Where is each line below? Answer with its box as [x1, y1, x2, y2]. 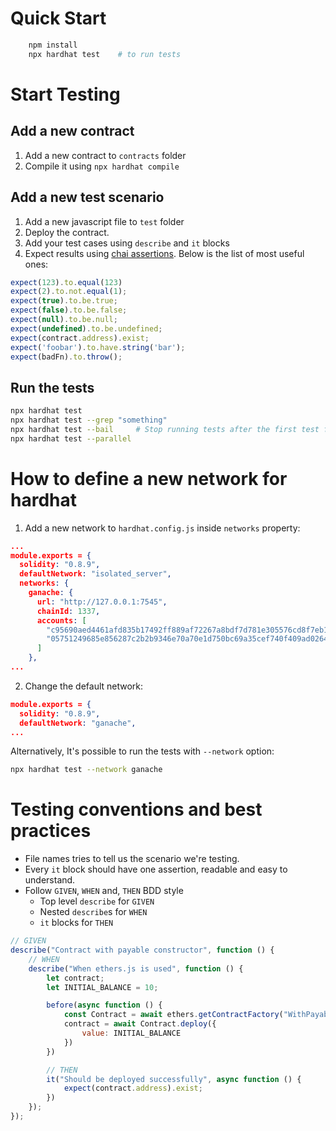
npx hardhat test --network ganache [10, 765, 163, 775]
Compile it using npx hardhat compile [24, 160, 180, 172]
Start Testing [10, 83, 121, 106]
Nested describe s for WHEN [39, 906, 148, 918]
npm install [28, 40, 78, 50]
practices [10, 820, 92, 842]
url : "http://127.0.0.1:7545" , [36, 597, 168, 607]
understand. [24, 874, 76, 886]
